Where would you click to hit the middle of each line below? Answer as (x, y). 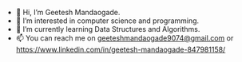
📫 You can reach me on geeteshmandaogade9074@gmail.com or (125, 38)
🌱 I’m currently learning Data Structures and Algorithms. (108, 29)
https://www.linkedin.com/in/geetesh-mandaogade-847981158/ (121, 49)
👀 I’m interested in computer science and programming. (107, 21)
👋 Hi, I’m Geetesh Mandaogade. (68, 12)
